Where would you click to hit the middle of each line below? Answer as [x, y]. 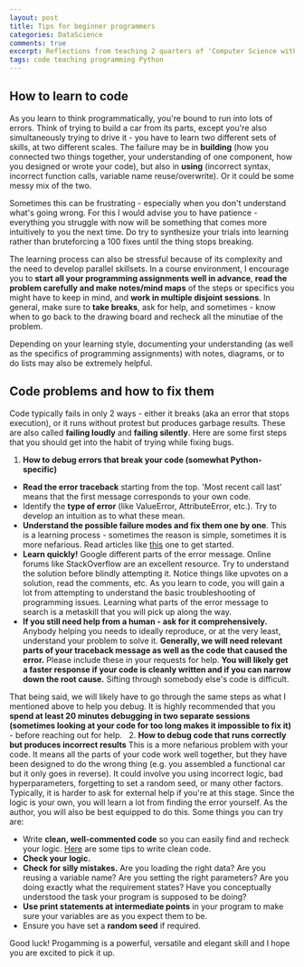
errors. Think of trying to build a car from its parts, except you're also [138, 128]
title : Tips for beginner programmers [82, 26]
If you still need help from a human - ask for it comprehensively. [145, 621]
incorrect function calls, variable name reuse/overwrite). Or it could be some [152, 175]
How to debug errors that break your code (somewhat [125, 460]
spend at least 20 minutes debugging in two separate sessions [130, 716]
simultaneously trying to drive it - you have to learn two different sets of [143, 137]
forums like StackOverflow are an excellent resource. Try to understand [156, 564]
